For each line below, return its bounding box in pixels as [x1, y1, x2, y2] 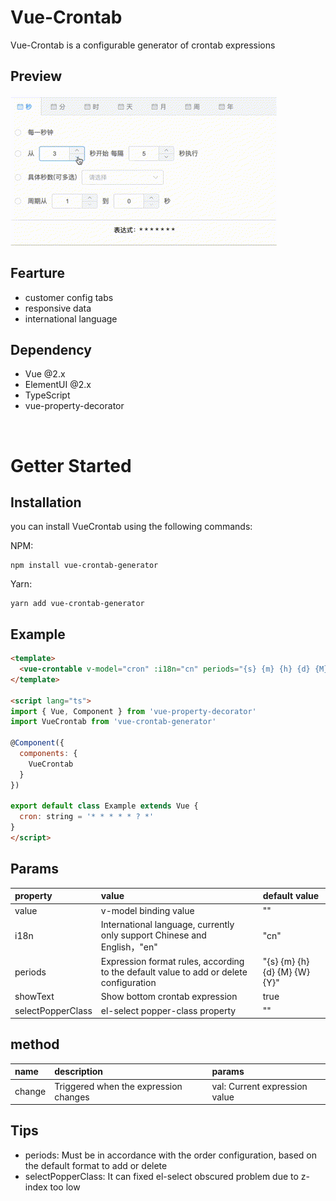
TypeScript [24, 389, 71, 401]
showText [14, 991, 55, 1003]
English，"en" [100, 941, 158, 953]
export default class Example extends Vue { [10, 801, 199, 811]
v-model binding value [100, 904, 195, 916]
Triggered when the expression [54, 1080, 183, 1092]
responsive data [24, 302, 92, 314]
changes [54, 1091, 90, 1103]
